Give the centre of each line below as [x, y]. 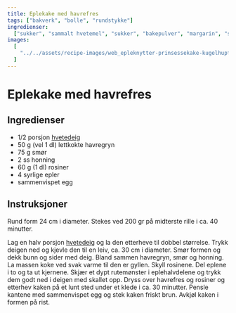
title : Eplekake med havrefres [53, 14]
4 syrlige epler [38, 174]
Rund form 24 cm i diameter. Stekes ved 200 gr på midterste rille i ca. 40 [113, 221]
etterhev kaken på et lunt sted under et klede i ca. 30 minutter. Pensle [108, 287]
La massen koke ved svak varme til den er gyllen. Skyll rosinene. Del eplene [117, 264]
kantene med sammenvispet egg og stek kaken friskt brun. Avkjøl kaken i [113, 294]
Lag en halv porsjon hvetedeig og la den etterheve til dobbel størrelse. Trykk [118, 242]
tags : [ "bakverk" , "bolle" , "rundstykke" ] [70, 20]
